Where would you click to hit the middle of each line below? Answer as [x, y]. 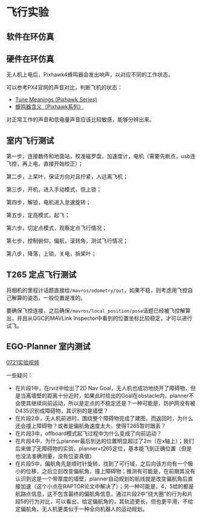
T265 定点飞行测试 [41, 275]
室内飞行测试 [30, 141]
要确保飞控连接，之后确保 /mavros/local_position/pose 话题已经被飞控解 [96, 311]
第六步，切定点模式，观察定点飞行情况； [57, 228]
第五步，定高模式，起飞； [38, 215]
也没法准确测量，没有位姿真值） [55, 456]
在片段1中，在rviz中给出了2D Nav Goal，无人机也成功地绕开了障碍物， [103, 388]
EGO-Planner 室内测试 [48, 347]
